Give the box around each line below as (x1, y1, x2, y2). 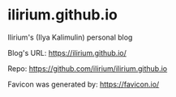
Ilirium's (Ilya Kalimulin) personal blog (7, 32, 133, 42)
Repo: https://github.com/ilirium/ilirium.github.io (7, 63, 168, 74)
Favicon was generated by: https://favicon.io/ (7, 79, 160, 89)
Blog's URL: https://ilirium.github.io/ (7, 48, 127, 57)
